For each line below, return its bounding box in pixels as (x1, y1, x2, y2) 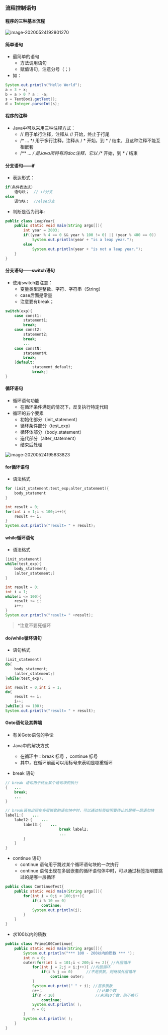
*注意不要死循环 (17, 622, 51, 628)
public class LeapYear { (5, 218, 55, 223)
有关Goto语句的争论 (12, 732, 54, 738)
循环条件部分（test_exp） (20, 423, 73, 429)
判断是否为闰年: (12, 208, 45, 214)
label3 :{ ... (23, 822, 57, 827)
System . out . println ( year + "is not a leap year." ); (32, 247, 143, 252)
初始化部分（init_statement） (20, 417, 80, 423)
